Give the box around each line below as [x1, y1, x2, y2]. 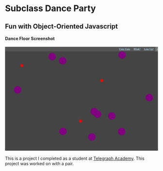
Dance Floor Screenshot [5, 36, 55, 42]
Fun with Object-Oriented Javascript [5, 22, 118, 31]
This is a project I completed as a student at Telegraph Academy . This [5, 155, 145, 161]
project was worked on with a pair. [5, 161, 74, 167]
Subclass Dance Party [5, 3, 96, 14]
